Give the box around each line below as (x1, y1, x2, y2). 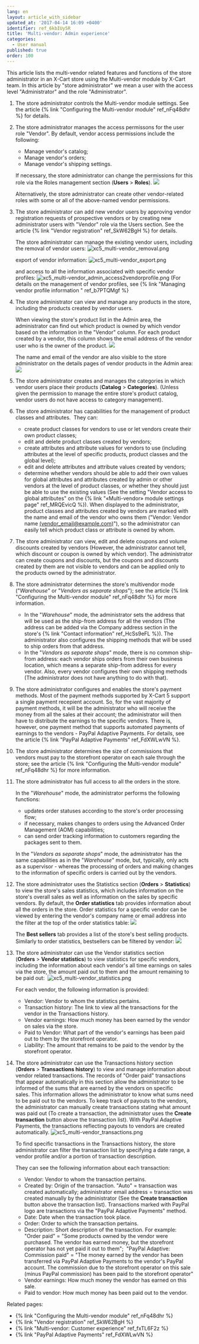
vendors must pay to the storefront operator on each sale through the (15, 754, 185, 761)
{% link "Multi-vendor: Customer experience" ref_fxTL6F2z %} (15, 1324, 169, 1332)
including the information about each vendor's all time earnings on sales (15, 961, 192, 969)
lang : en (7, 8, 28, 15)
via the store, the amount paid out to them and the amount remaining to (15, 968, 190, 975)
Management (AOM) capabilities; (24, 826, 105, 833)
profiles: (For (15, 274, 181, 281)
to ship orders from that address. (24, 642, 105, 649)
